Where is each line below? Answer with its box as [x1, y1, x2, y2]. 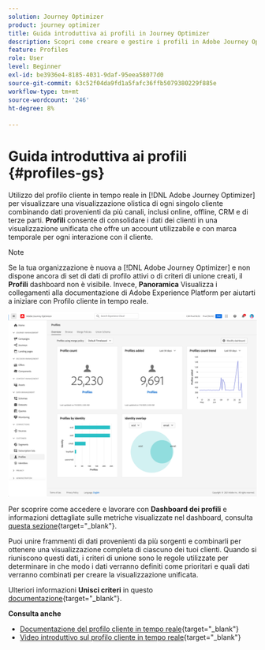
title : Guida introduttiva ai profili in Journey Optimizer [8, 29, 211, 37]
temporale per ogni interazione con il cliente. [8, 233, 154, 242]
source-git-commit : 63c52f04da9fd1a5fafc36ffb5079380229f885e [8, 79, 217, 87]
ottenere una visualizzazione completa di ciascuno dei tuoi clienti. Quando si [8, 545, 257, 555]
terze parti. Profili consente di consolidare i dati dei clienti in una [8, 215, 218, 225]
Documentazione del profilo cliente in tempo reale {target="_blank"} [19, 624, 239, 634]
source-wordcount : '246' [8, 95, 90, 104]
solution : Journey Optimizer [8, 13, 104, 21]
